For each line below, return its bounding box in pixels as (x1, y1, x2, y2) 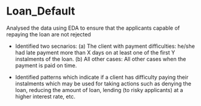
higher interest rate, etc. (15, 93, 76, 100)
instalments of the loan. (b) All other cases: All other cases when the (15, 55, 186, 62)
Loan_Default (6, 4, 75, 18)
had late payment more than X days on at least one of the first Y (15, 48, 175, 56)
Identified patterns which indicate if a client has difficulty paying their (15, 73, 189, 81)
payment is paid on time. (15, 62, 77, 69)
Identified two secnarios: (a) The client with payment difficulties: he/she (15, 42, 196, 50)
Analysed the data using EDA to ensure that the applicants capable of (6, 24, 180, 31)
